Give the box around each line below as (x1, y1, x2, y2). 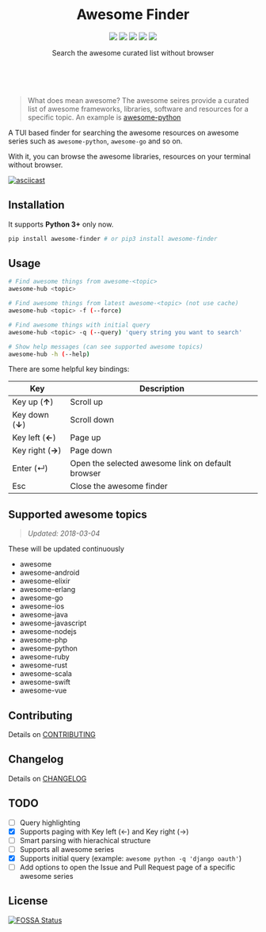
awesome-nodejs (19, 627, 77, 636)
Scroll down (70, 414, 115, 426)
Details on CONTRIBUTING (8, 730, 97, 739)
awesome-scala (19, 669, 73, 678)
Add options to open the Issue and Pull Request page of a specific (19, 862, 236, 872)
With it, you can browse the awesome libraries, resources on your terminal (8, 151, 251, 161)
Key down (12, 410, 50, 421)
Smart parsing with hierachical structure (19, 835, 151, 845)
